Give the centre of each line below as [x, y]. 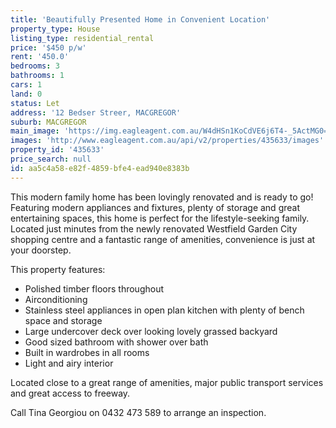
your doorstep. [41, 250]
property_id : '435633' [57, 150]
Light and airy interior [69, 363]
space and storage [63, 320]
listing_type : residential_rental [82, 38]
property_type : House [55, 29]
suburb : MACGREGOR [48, 122]
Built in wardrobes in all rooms [87, 352]
